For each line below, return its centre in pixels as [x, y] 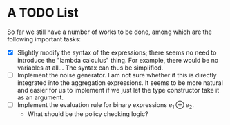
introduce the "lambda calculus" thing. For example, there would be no [118, 60]
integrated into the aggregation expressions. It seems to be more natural [120, 83]
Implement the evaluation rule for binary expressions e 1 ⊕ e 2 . [106, 106]
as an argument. [40, 97]
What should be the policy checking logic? [88, 114]
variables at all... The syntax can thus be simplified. [90, 68]
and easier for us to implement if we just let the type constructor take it [118, 90]
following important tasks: [44, 39]
